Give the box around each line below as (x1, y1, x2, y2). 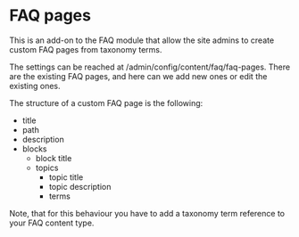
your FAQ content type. (9, 217, 95, 228)
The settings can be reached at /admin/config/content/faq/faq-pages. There (9, 61, 291, 72)
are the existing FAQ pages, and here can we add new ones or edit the (9, 70, 268, 81)
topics (35, 162, 59, 173)
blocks (21, 143, 47, 154)
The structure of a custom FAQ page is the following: (9, 97, 203, 108)
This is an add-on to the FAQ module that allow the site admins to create (9, 35, 275, 45)
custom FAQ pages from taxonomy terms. (9, 44, 162, 54)
